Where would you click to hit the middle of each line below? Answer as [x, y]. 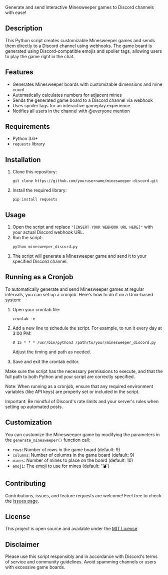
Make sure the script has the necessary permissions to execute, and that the [84, 371]
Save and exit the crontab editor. [46, 361]
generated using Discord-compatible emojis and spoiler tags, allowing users [84, 51]
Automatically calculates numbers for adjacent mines [67, 95]
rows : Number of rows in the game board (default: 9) [66, 449]
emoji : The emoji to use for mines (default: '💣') [61, 466]
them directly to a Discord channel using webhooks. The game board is [79, 46]
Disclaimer [22, 544]
